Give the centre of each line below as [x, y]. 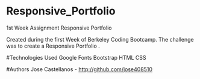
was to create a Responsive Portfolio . [53, 46]
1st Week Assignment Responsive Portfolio [59, 28]
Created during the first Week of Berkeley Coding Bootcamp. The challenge [100, 39]
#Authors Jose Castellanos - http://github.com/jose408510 [79, 69]
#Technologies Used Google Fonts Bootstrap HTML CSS [76, 57]
